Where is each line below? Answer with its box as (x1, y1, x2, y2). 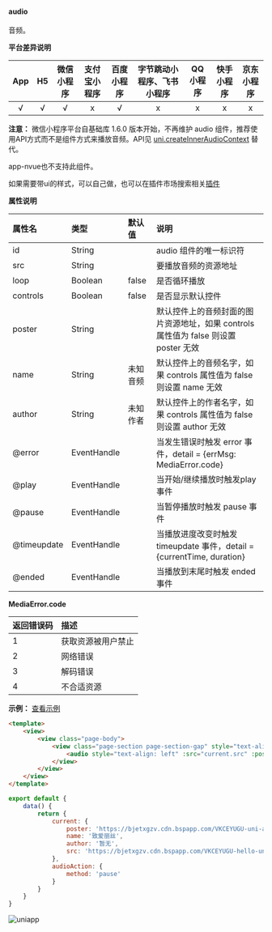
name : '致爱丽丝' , (66, 832, 124, 841)
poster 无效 (156, 343, 200, 354)
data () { (23, 802, 53, 810)
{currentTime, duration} (156, 551, 245, 563)
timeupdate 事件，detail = (156, 541, 255, 552)
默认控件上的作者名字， (156, 397, 246, 408)
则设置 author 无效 (156, 421, 227, 432)
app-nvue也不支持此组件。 (8, 162, 98, 172)
